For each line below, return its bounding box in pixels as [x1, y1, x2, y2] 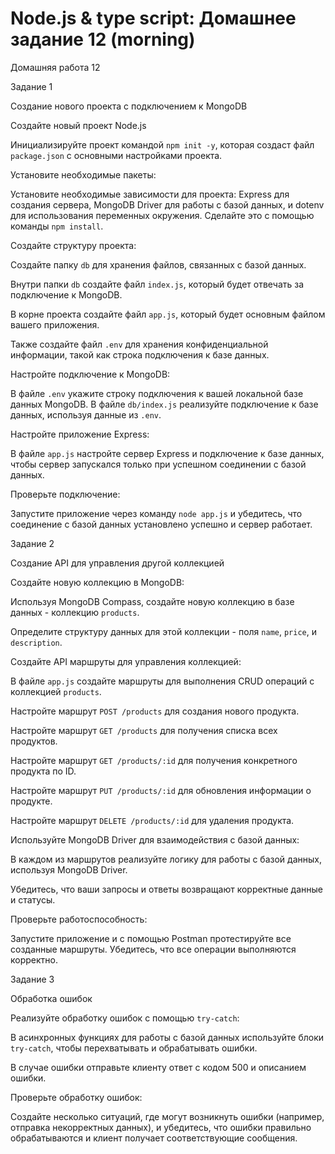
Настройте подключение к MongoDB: [10, 368, 171, 380]
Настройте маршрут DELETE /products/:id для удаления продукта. [10, 814, 295, 826]
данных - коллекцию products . [10, 606, 140, 618]
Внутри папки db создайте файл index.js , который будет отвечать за [10, 278, 305, 290]
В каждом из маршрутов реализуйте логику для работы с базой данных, [10, 853, 322, 865]
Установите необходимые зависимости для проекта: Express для [10, 188, 290, 200]
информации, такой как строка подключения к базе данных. [10, 348, 270, 361]
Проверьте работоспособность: [10, 913, 148, 925]
